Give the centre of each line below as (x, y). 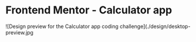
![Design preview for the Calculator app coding (62, 26)
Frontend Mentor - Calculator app (89, 10)
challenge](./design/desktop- (155, 26)
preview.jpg (19, 32)
